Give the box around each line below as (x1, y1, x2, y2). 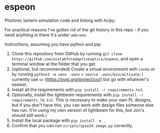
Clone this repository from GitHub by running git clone (11, 50, 123, 57)
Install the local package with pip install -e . (11, 118, 106, 123)
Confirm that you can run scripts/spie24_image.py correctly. (11, 122, 133, 128)
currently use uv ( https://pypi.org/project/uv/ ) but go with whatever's (11, 76, 149, 82)
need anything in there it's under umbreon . (4, 32, 88, 38)
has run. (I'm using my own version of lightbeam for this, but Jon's (11, 107, 144, 113)
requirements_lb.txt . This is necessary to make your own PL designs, (11, 97, 152, 103)
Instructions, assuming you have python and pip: (4, 41, 102, 47)
